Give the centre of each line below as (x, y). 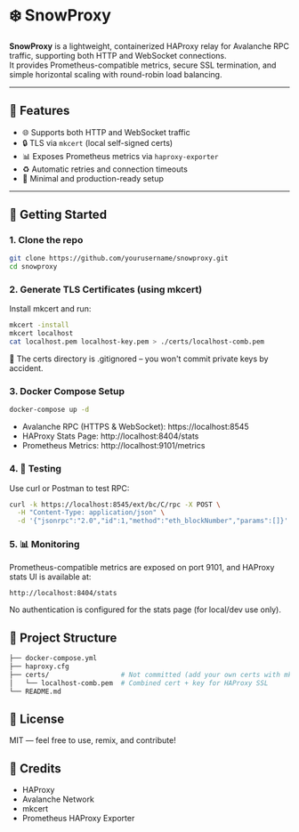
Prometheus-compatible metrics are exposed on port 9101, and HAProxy (142, 567)
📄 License (37, 719)
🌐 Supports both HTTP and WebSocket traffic (106, 132)
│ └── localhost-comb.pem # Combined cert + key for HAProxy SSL (139, 683)
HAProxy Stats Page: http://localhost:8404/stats (110, 436)
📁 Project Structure (63, 638)
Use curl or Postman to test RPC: (69, 488)
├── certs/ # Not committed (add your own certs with (145, 674)
